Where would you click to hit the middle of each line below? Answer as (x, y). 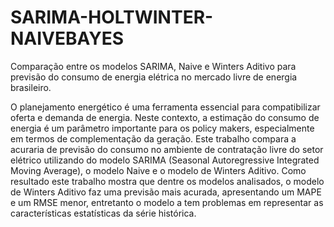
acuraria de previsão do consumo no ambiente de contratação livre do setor (167, 149)
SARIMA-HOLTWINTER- (112, 17)
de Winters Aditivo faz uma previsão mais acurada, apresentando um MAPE (166, 192)
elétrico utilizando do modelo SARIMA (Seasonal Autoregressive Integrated (165, 160)
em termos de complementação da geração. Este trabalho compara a (153, 138)
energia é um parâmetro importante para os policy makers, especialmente (162, 128)
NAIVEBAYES (67, 38)
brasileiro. (31, 87)
